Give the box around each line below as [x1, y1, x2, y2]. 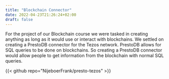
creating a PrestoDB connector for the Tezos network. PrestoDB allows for [5, 42, 162, 48]
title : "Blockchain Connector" [5, 7, 72, 13]
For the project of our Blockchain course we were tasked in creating [5, 31, 148, 37]
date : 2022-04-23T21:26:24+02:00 [5, 12, 77, 17]
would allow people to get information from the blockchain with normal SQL [5, 52, 164, 59]
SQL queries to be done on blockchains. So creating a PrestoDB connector [5, 47, 162, 54]
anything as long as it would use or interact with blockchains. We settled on [5, 36, 164, 42]
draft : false [5, 17, 33, 22]
